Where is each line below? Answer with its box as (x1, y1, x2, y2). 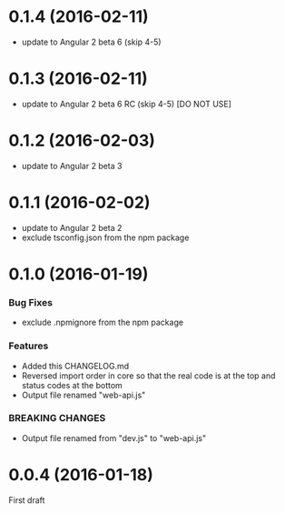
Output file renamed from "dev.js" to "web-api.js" (21, 432, 207, 443)
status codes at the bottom (21, 379, 123, 390)
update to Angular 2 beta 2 (21, 222, 123, 233)
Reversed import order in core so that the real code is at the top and (21, 370, 276, 381)
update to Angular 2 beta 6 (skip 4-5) (21, 36, 162, 47)
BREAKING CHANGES (8, 412, 106, 425)
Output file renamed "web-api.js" (21, 389, 146, 400)
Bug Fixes (8, 296, 54, 308)
